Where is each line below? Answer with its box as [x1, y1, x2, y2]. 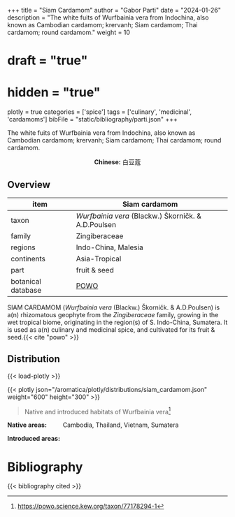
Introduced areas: [7, 435, 61, 443]
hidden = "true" [7, 85, 101, 101]
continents [10, 254, 46, 263]
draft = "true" [7, 52, 88, 68]
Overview [7, 178, 51, 191]
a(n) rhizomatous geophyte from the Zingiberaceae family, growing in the [7, 310, 219, 319]
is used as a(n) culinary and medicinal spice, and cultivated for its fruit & [7, 325, 215, 334]
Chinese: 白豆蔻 [94, 158, 141, 166]
